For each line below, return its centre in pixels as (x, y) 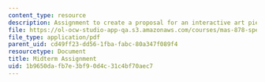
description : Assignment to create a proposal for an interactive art (127, 23)
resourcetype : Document (47, 52)
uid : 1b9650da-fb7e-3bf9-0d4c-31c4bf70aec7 (81, 66)
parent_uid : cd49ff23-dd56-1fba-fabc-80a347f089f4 (93, 45)
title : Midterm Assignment (52, 59)
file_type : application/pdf (54, 37)
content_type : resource (47, 15)
